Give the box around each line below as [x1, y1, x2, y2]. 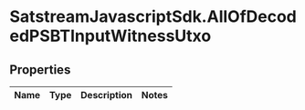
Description [80, 89, 132, 101]
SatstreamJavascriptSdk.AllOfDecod [9, 6, 297, 27]
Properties [9, 62, 71, 77]
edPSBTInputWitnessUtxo [9, 25, 212, 46]
